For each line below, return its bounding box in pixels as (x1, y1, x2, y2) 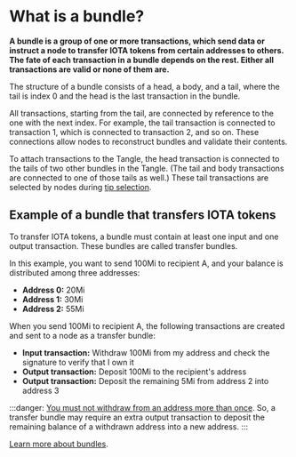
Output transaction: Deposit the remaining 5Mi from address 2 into (21, 375, 269, 386)
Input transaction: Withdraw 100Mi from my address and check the (21, 347, 270, 357)
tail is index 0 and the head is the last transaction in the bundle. (9, 91, 241, 101)
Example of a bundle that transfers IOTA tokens (9, 207, 276, 223)
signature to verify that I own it (21, 357, 135, 367)
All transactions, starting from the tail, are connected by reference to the (9, 108, 274, 118)
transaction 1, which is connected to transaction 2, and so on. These (9, 126, 260, 137)
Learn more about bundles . (9, 438, 108, 449)
